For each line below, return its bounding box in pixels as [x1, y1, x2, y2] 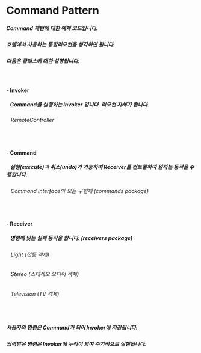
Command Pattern [6, 4, 99, 17]
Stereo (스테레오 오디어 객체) [10, 271, 79, 278]
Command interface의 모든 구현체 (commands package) [10, 187, 149, 194]
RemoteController [10, 117, 54, 124]
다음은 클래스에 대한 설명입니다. [6, 57, 80, 64]
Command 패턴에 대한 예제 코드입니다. [6, 25, 98, 32]
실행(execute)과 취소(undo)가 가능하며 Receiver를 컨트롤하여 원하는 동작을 [10, 164, 188, 171]
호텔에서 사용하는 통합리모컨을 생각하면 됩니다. [6, 41, 116, 48]
